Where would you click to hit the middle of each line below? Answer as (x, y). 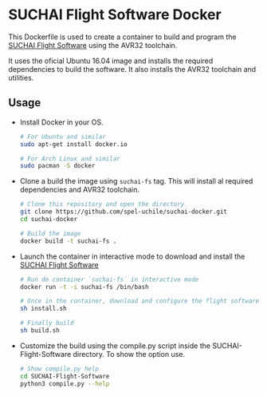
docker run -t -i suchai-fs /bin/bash (84, 287)
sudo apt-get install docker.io (73, 144)
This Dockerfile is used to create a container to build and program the (122, 37)
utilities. (21, 77)
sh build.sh (39, 331)
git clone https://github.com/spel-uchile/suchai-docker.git (124, 212)
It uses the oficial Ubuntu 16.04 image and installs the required (111, 61)
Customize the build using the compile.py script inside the (115, 346)
